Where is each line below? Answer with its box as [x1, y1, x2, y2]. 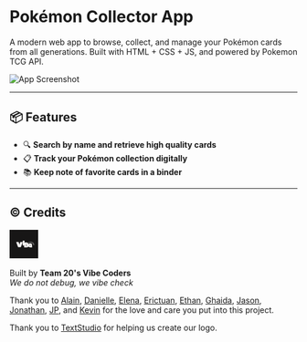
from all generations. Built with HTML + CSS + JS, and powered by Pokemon [9, 46, 298, 57]
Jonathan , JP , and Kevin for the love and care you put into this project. [9, 304, 274, 316]
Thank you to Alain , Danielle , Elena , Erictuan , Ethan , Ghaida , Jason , [9, 295, 262, 306]
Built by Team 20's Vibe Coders [9, 267, 132, 278]
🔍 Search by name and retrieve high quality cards [22, 139, 217, 150]
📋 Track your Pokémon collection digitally [22, 152, 188, 163]
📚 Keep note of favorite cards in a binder [22, 166, 183, 177]
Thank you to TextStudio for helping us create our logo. [9, 322, 217, 333]
